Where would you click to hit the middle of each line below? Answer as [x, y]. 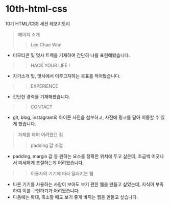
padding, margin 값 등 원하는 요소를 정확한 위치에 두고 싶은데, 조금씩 [81, 156]
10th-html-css [37, 9]
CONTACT [41, 107]
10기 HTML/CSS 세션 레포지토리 [38, 23]
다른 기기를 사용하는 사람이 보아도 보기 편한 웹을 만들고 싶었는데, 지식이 [83, 184]
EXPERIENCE [44, 86]
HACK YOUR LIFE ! [50, 65]
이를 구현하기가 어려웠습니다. [51, 190]
